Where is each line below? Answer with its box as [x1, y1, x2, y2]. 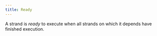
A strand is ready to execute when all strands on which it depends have [5, 21, 152, 27]
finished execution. [5, 26, 44, 32]
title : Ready [5, 7, 32, 12]
